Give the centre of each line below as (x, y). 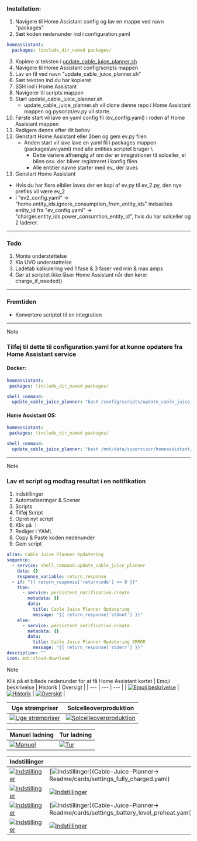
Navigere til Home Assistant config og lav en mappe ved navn (89, 22)
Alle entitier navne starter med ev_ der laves (85, 168)
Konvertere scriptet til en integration (58, 314)
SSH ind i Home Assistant (46, 86)
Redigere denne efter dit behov (53, 130)
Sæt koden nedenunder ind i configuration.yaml (72, 34)
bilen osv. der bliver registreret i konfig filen (85, 162)
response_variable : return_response (62, 576)
